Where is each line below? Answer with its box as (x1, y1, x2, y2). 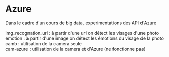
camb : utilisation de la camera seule (5, 40, 82, 46)
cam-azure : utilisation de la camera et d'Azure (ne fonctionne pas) (5, 46, 146, 52)
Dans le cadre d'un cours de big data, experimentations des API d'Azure (5, 20, 157, 26)
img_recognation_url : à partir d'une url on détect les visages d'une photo (5, 30, 159, 36)
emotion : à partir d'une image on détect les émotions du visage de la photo (5, 35, 164, 41)
